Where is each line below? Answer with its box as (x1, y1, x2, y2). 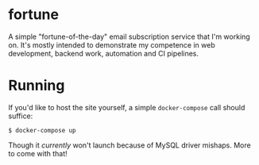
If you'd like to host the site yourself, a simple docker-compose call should (8, 102, 245, 112)
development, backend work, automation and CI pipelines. (8, 48, 199, 58)
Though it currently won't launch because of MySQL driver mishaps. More (8, 140, 252, 150)
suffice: (8, 111, 33, 121)
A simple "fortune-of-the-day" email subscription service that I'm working (8, 32, 250, 41)
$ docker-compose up (8, 126, 77, 134)
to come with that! (8, 148, 68, 158)
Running (8, 77, 65, 94)
